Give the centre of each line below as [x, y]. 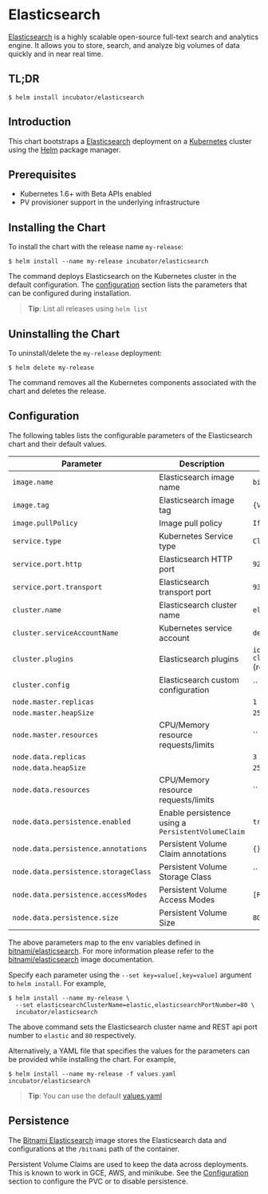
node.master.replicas [53, 702]
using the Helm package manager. [65, 149]
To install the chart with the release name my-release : [96, 247]
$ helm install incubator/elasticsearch [77, 98]
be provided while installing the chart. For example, [93, 1059]
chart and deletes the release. [57, 391]
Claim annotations [193, 854]
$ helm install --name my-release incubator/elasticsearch [108, 261]
